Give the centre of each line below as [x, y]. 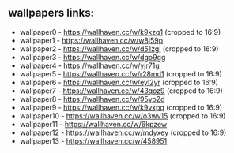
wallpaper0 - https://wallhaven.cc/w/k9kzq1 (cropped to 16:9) [120, 32]
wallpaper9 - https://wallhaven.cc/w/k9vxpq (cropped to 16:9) [121, 107]
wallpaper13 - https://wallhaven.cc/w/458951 [93, 140]
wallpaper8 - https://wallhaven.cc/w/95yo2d [92, 99]
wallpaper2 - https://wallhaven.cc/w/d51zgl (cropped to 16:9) [119, 49]
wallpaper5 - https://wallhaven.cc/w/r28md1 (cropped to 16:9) [121, 73]
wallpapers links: [51, 13]
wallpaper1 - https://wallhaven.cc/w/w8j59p [91, 40]
